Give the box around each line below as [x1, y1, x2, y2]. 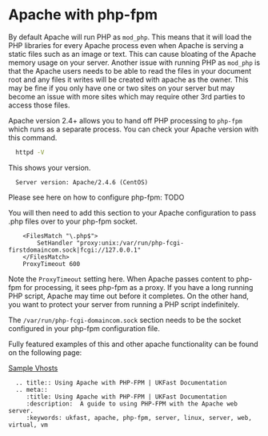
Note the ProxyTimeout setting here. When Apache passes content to [8, 274, 234, 284]
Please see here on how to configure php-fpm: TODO [8, 192, 185, 202]
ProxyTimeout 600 [22, 260, 81, 268]
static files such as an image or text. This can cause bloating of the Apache [8, 49, 257, 59]
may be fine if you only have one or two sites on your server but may [8, 83, 235, 93]
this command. [8, 132, 58, 142]
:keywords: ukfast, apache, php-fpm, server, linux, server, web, [26, 414, 252, 422]
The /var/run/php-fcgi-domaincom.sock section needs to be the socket [8, 315, 242, 325]
